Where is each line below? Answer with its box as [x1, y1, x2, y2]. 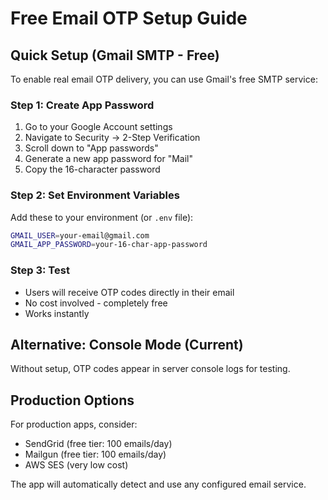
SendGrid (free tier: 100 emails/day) [24, 438, 173, 450]
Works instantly [24, 307, 90, 319]
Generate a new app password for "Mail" [24, 153, 194, 165]
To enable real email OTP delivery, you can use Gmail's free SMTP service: [10, 73, 318, 85]
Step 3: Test [10, 263, 70, 277]
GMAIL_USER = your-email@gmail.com [10, 230, 150, 241]
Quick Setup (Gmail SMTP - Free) [10, 47, 220, 64]
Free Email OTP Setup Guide [10, 7, 248, 30]
